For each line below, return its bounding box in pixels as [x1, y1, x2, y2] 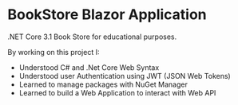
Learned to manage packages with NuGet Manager [18, 80, 188, 89]
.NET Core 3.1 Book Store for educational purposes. [7, 32, 177, 41]
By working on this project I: [7, 47, 100, 56]
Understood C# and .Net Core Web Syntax [18, 62, 160, 72]
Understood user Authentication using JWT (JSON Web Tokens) [18, 71, 231, 80]
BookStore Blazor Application [7, 6, 207, 24]
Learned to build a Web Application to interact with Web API [18, 87, 216, 97]
